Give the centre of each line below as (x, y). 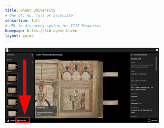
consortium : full (23, 20)
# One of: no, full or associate (39, 15)
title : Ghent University (30, 10)
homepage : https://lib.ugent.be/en (41, 31)
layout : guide (20, 36)
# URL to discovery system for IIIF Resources (53, 26)
